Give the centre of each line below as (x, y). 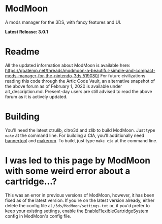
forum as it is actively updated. (36, 96)
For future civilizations (123, 76)
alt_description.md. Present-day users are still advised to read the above (79, 91)
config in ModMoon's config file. (38, 216)
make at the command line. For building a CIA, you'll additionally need (75, 135)
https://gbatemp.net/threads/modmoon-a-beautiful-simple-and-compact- (80, 70)
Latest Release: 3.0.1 (27, 32)
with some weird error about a (68, 171)
